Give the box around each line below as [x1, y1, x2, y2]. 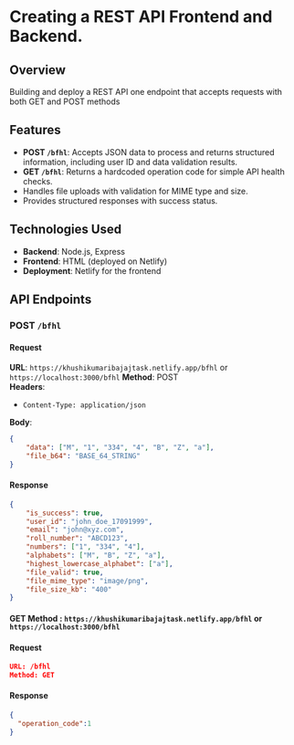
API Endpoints [9, 292, 92, 308]
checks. [22, 175, 53, 186]
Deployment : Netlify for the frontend [22, 265, 162, 276]
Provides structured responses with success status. [22, 194, 218, 206]
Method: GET [9, 671, 55, 680]
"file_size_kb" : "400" [26, 584, 112, 594]
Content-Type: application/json [22, 401, 146, 410]
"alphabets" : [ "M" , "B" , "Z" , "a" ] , [26, 551, 166, 561]
